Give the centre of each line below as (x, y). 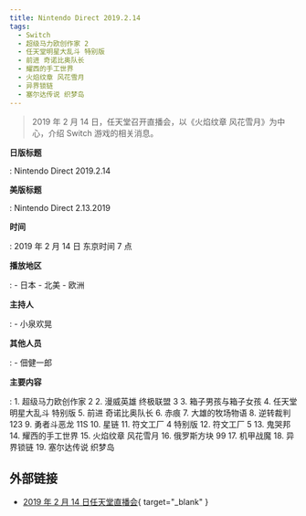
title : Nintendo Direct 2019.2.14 (75, 18)
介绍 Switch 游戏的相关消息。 (103, 132)
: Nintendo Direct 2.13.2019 (60, 207)
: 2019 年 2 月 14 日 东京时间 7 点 (71, 246)
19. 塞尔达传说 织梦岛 (75, 447)
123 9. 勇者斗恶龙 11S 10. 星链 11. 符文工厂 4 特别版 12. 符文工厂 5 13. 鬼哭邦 (150, 424)
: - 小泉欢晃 (31, 323)
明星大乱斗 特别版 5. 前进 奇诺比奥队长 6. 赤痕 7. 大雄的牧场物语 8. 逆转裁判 (150, 413)
